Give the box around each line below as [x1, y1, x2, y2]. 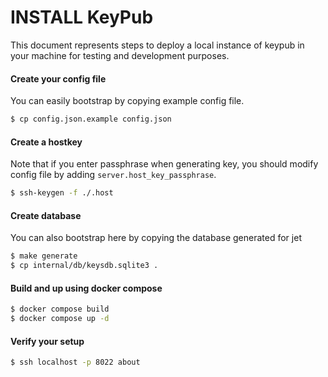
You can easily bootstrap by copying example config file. [10, 95, 245, 107]
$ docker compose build [10, 304, 110, 315]
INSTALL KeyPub [10, 6, 154, 29]
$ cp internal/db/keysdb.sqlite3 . [10, 261, 159, 271]
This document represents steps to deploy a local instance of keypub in [10, 39, 305, 51]
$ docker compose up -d [10, 314, 110, 324]
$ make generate [10, 251, 78, 261]
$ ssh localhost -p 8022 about [10, 357, 141, 368]
